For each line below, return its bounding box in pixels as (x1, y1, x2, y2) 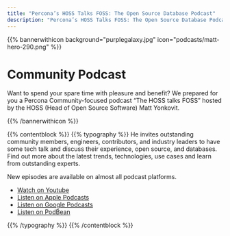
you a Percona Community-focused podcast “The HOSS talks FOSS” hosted (7, 97, 222, 105)
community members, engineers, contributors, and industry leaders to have (7, 138, 220, 146)
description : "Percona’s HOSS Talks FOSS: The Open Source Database (7, 16, 207, 23)
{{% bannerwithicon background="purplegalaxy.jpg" (7, 35, 156, 43)
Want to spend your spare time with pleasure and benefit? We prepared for (7, 89, 218, 97)
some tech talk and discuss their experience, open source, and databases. (7, 145, 218, 153)
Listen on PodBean (16, 208, 71, 216)
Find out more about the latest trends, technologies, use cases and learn (7, 152, 212, 161)
